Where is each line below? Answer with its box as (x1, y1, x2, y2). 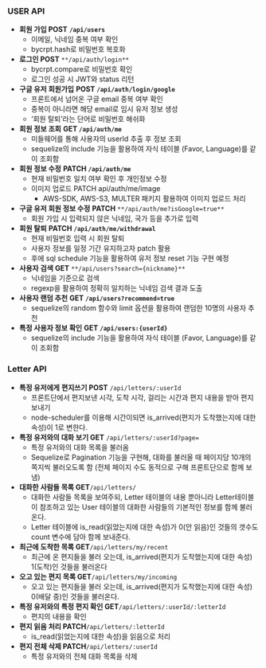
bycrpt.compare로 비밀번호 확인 (30, 64, 133, 74)
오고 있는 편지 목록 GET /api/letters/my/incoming (18, 572, 178, 581)
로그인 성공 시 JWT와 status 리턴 (30, 74, 135, 84)
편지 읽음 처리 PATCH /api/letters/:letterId (18, 621, 165, 631)
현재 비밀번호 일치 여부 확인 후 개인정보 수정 (30, 174, 167, 184)
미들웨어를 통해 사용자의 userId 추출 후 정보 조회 (30, 134, 182, 144)
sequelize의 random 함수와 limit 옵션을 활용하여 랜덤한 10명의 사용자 (30, 303, 247, 313)
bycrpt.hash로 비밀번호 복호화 (30, 45, 126, 54)
